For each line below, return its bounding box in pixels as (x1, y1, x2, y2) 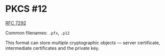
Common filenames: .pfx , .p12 (5, 30, 70, 36)
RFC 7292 (5, 20, 27, 26)
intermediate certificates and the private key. (5, 45, 100, 51)
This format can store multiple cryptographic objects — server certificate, (5, 39, 160, 46)
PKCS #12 (5, 3, 48, 15)
